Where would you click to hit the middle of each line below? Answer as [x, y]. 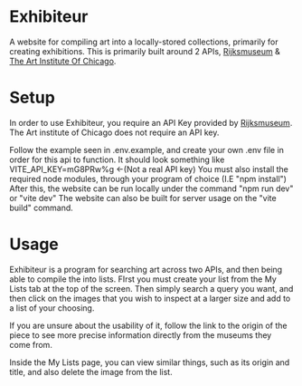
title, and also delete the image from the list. [91, 372]
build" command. [42, 207]
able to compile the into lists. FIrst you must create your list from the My [143, 279]
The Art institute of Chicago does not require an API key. [114, 132]
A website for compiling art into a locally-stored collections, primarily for [144, 42]
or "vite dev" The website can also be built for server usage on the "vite [143, 198]
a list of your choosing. [52, 308]
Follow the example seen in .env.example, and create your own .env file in [147, 150]
